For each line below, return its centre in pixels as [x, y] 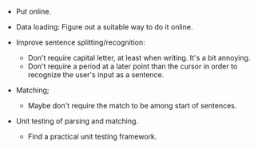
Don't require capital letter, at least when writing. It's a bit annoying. [139, 58]
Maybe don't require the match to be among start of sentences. [132, 106]
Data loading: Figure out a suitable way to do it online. [104, 27]
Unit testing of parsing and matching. [77, 121]
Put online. [34, 12]
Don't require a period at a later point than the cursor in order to [133, 66]
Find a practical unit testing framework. [92, 136]
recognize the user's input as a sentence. [96, 74]
